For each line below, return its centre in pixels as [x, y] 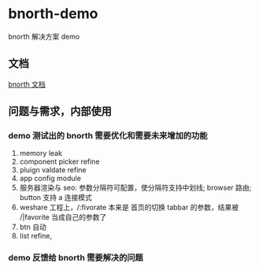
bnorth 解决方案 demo [44, 36]
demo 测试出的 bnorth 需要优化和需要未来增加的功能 [108, 136]
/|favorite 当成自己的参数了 [63, 217]
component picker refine [59, 161]
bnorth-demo [53, 14]
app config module [50, 179]
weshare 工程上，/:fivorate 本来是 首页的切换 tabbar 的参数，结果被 [129, 207]
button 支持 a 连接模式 [56, 198]
